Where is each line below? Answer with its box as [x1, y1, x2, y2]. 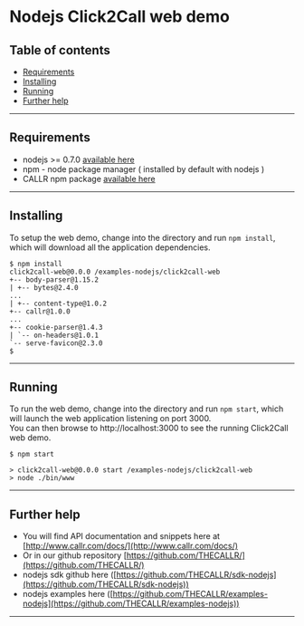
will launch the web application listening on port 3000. [9, 413, 212, 424]
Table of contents [9, 43, 110, 58]
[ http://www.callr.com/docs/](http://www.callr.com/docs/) [22, 541, 238, 552]
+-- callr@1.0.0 [9, 306, 71, 316]
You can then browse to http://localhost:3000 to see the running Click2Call [9, 423, 289, 434]
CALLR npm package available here [22, 173, 156, 184]
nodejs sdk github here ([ [22, 569, 117, 581]
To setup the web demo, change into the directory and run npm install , [9, 232, 276, 243]
